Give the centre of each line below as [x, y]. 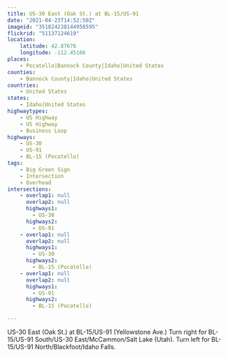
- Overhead [36, 182]
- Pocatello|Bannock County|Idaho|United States [92, 66]
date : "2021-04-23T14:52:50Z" [51, 20]
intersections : [29, 189]
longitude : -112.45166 [53, 53]
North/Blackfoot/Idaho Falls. [75, 347]
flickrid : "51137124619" [43, 33]
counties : [22, 72]
